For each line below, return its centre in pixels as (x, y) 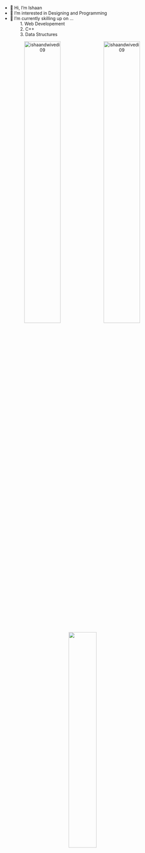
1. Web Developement (42, 24)
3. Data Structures (39, 34)
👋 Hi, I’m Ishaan (26, 8)
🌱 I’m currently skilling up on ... (42, 18)
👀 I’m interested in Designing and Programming (58, 13)
